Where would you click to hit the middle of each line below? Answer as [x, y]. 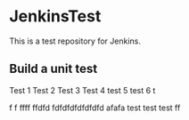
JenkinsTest [55, 16]
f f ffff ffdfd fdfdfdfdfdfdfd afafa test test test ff [95, 108]
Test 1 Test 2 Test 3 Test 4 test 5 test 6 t [82, 90]
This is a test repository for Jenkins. [75, 41]
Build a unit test [53, 69]
